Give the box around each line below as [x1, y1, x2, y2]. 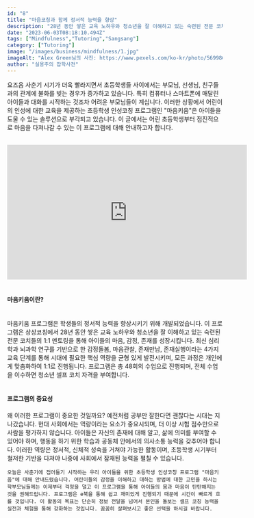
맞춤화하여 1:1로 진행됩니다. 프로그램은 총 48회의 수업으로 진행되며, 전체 [14, 362, 206, 370]
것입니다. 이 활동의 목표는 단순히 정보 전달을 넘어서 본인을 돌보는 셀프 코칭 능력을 [14, 498, 219, 505]
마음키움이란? [7, 296, 45, 304]
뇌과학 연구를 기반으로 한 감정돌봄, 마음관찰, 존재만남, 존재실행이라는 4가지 [19, 345, 219, 353]
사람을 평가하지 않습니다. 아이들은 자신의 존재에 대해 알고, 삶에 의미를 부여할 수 [7, 428, 217, 437]
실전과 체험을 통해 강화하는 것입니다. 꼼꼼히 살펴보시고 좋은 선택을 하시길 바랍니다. [7, 506, 213, 513]
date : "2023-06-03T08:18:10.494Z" [7, 29, 106, 36]
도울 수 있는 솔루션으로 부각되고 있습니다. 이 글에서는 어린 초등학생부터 [7, 114, 195, 123]
